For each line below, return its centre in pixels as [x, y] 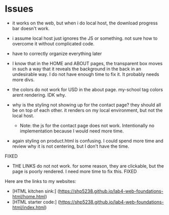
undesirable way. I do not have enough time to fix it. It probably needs [86, 74]
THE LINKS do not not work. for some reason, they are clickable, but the [88, 166]
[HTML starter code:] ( [36, 202]
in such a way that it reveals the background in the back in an [77, 69]
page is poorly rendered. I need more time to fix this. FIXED [75, 171]
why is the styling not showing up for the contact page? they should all [87, 104]
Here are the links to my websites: [41, 181]
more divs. [23, 79]
